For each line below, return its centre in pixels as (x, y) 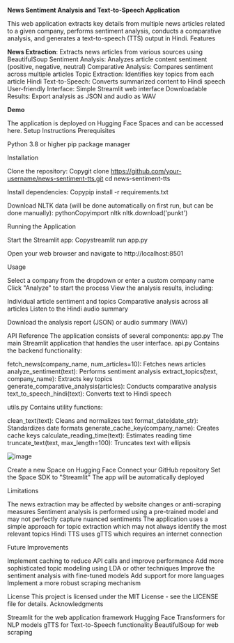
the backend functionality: (45, 350)
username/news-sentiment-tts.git (55, 178)
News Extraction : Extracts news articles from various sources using (105, 52)
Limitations (23, 491)
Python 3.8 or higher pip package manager (69, 144)
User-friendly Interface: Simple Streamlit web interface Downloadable (107, 89)
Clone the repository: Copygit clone (58, 171)
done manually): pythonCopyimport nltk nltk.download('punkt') (97, 213)
